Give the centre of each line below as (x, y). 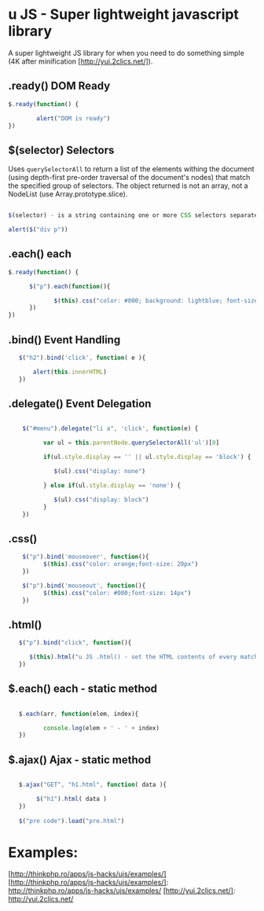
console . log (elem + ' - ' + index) (101, 728)
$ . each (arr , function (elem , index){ (79, 714)
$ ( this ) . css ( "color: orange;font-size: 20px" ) (121, 564)
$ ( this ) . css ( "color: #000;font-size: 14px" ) (117, 593)
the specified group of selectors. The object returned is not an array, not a (128, 186)
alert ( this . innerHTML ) (70, 372)
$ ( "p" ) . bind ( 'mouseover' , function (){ (86, 557)
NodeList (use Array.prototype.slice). (68, 194)
